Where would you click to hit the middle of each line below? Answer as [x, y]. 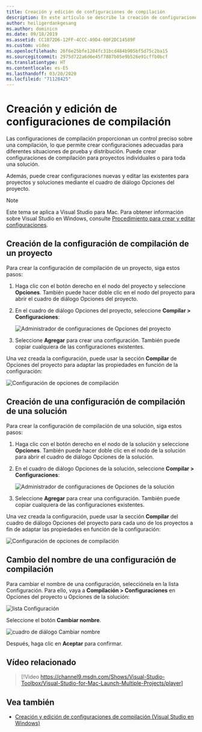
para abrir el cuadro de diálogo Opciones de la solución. [84, 457]
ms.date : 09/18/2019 [32, 34]
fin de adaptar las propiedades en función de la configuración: [84, 529]
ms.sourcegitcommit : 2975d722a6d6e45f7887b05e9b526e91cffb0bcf [87, 57]
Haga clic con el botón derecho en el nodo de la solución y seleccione [102, 444]
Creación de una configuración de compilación [96, 402]
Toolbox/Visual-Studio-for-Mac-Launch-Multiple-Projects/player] [102, 683]
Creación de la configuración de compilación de [98, 244]
